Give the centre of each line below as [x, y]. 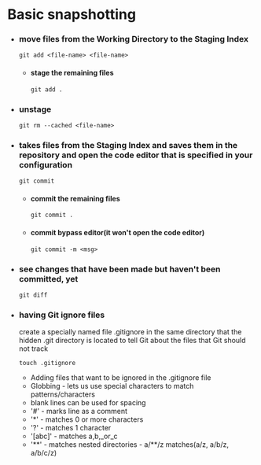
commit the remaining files [75, 198]
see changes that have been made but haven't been [119, 269]
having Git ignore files [62, 315]
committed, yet [48, 279]
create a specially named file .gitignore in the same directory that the [130, 332]
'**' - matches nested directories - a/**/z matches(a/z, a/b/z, [130, 445]
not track [33, 349]
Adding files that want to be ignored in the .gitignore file [121, 378]
